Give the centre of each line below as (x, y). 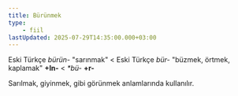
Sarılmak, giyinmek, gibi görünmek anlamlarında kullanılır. (101, 83)
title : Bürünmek (35, 15)
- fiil (33, 30)
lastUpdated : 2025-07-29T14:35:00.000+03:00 (82, 37)
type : (17, 23)
